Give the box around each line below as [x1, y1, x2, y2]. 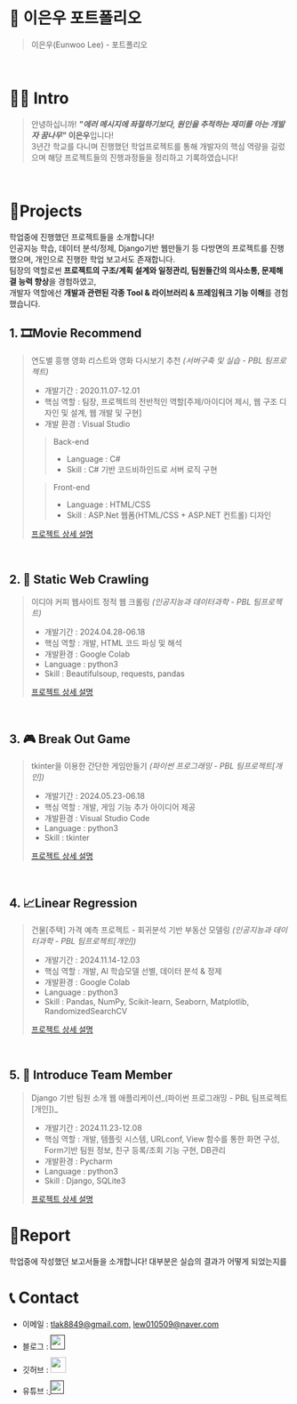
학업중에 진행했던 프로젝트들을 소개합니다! [9, 231, 155, 242]
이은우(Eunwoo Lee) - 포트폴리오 [30, 39, 148, 50]
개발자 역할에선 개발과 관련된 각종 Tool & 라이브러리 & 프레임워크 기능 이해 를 [9, 286, 273, 298]
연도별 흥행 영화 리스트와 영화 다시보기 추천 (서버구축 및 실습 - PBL [30, 355, 263, 366]
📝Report [9, 1225, 71, 1246]
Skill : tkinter [44, 833, 91, 843]
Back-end [52, 436, 90, 447]
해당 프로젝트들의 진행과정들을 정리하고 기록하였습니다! [47, 152, 238, 163]
